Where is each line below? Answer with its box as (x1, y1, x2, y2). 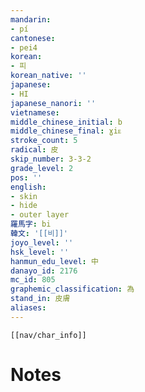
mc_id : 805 (10, 275, 56, 285)
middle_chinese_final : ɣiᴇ (10, 126, 122, 136)
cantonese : (10, 33, 56, 43)
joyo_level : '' (10, 237, 74, 248)
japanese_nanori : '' (10, 98, 97, 108)
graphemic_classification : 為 (10, 284, 135, 295)
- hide (10, 201, 38, 211)
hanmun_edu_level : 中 (10, 256, 99, 266)
